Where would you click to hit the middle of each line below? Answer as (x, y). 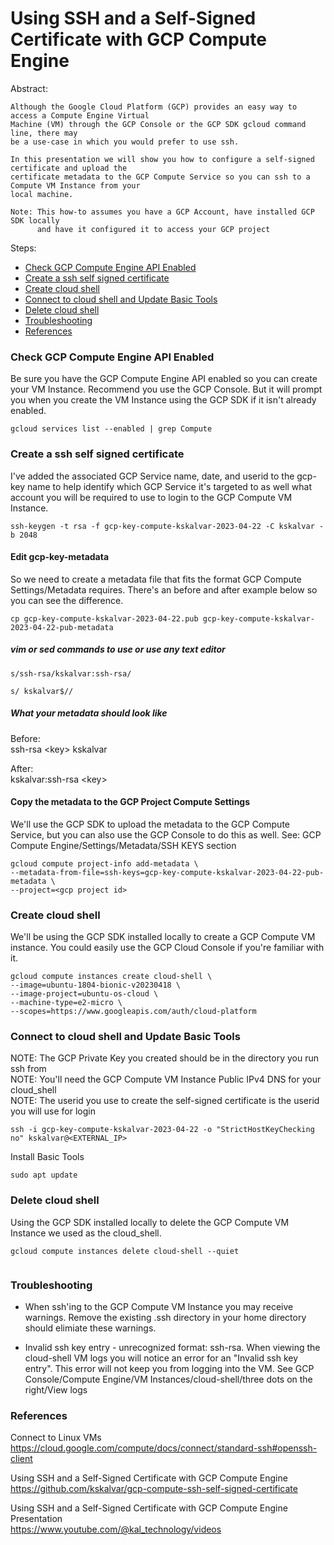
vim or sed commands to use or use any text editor (118, 649)
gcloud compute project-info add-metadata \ (104, 863)
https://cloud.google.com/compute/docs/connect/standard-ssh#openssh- (164, 1448)
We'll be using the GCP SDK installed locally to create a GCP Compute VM (163, 937)
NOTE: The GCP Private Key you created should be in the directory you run (165, 1058)
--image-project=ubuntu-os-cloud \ (84, 994)
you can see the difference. (67, 600)
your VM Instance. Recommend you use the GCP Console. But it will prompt (166, 389)
